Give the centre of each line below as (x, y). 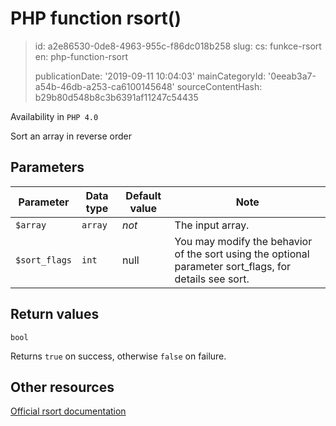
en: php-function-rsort (81, 56)
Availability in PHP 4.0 (54, 116)
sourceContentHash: (219, 86)
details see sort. (212, 279)
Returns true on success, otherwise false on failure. (118, 356)
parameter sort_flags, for (233, 266)
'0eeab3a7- (292, 76)
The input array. (212, 225)
